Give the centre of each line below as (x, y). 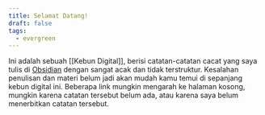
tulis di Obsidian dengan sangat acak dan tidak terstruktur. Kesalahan (124, 70)
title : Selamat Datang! (48, 16)
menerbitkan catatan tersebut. (59, 104)
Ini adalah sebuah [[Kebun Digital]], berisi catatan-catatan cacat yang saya (133, 61)
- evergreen (36, 38)
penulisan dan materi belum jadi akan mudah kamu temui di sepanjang (126, 78)
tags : (17, 31)
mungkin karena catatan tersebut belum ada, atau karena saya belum (124, 95)
